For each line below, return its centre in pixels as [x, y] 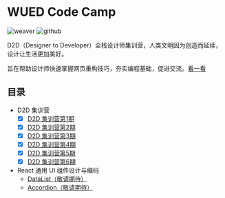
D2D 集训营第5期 [51, 153]
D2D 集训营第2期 [51, 127]
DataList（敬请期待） [57, 179]
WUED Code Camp [62, 12]
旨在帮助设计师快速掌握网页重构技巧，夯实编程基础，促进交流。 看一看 [107, 68]
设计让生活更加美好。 [37, 54]
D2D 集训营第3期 [51, 135]
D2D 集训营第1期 [51, 118]
